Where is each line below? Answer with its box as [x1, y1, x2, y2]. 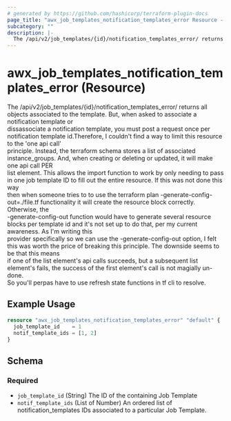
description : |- [7, 29, 54, 37]
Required [7, 376, 39, 385]
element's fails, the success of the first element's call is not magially [7, 264, 201, 272]
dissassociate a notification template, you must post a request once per [7, 125, 210, 133]
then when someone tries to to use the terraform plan [7, 191, 159, 199]
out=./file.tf [7, 198, 39, 207]
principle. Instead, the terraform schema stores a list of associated [7, 147, 196, 155]
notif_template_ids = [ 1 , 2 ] [13, 329, 97, 336]
